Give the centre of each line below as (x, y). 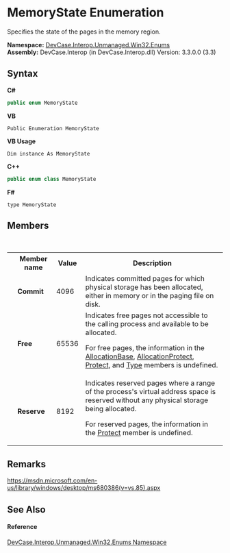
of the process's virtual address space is (151, 392)
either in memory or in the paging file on (150, 296)
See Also (26, 509)
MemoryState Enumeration (86, 13)
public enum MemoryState (42, 103)
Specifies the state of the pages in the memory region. (84, 32)
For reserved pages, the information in (147, 424)
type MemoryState (32, 205)
